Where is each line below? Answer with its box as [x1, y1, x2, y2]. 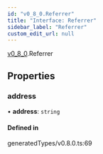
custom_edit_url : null [7, 30, 75, 37]
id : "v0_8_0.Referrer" [7, 10, 75, 18]
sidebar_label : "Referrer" [7, 23, 87, 30]
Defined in [7, 123, 39, 131]
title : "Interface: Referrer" [7, 17, 97, 24]
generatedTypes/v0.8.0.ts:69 [7, 139, 92, 148]
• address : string [7, 107, 60, 115]
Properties [7, 70, 55, 82]
